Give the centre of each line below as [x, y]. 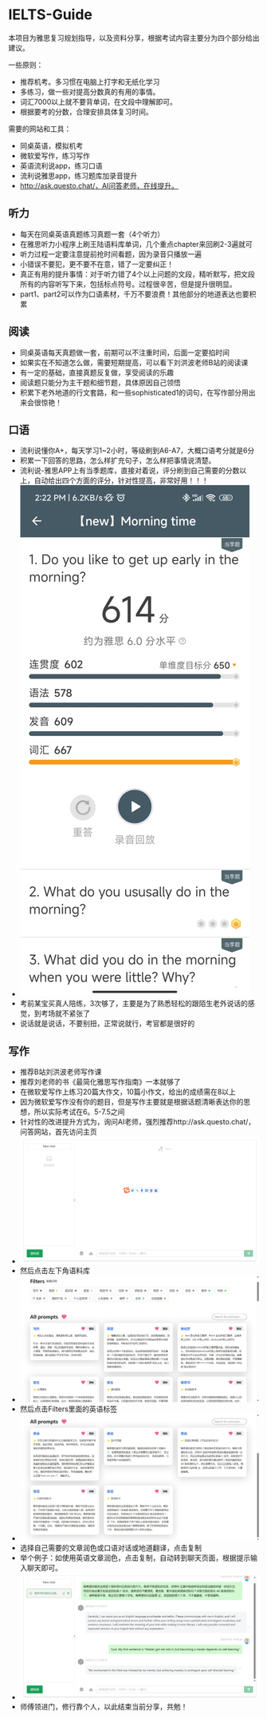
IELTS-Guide [51, 15]
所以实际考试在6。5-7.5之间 [79, 1112]
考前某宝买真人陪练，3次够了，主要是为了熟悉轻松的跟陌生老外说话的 [134, 1004]
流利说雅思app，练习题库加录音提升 [79, 175]
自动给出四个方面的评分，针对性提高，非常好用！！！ [121, 480]
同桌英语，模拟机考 [51, 145]
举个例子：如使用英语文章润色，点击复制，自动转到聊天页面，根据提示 [135, 1558]
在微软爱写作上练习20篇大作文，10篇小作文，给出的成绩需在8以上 [128, 1092]
